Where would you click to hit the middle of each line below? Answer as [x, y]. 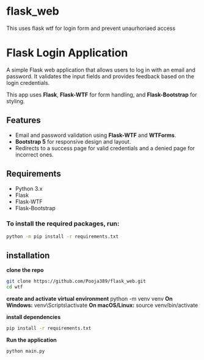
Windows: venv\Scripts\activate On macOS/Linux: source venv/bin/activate [102, 305]
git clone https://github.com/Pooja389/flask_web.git [76, 281]
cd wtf [15, 287]
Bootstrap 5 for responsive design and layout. [73, 141]
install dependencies [34, 317]
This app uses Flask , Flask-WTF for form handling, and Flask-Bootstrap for [102, 94]
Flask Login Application [67, 53]
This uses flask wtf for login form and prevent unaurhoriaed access [91, 28]
